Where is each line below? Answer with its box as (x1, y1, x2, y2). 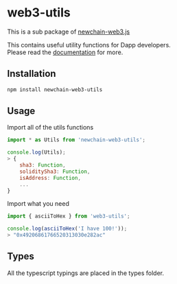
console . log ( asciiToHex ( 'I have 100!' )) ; (7, 225, 128, 233)
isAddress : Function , (19, 174, 81, 181)
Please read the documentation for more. (7, 48, 123, 56)
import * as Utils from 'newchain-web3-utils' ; (7, 137, 146, 143)
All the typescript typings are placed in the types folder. (7, 269, 165, 277)
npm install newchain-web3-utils (7, 86, 103, 93)
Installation (7, 68, 56, 80)
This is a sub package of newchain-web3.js (7, 27, 130, 36)
